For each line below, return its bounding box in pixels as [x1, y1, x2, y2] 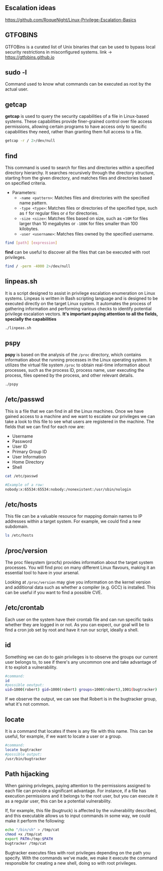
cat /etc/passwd [5, 473, 38, 478]
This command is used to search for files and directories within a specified [5, 164, 154, 170]
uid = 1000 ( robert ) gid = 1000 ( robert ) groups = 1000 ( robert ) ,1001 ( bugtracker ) [5, 687, 158, 692]
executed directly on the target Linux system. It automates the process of [5, 300, 151, 306]
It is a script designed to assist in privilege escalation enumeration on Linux [5, 290, 155, 296]
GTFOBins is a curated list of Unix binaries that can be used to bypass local [5, 44, 156, 50]
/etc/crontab [5, 603, 45, 612]
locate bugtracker [5, 747, 42, 752]
